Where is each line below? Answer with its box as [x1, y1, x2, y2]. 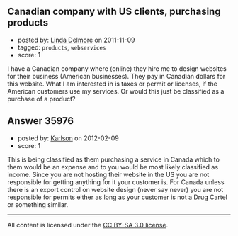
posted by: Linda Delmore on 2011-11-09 [17, 35, 135, 44]
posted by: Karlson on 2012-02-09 [17, 134, 119, 142]
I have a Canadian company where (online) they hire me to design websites [7, 64, 227, 73]
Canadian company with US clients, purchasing [7, 6, 221, 18]
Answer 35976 [7, 115, 74, 127]
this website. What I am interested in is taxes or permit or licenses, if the [7, 79, 217, 88]
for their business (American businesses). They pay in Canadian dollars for [7, 72, 226, 80]
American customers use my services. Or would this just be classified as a [7, 86, 225, 95]
